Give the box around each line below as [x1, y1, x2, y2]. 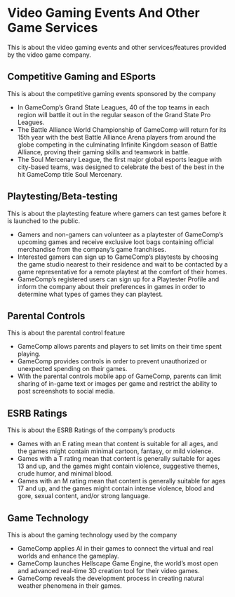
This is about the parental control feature [7, 328, 126, 337]
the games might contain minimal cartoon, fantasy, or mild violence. [17, 447, 214, 455]
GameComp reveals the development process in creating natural [17, 574, 205, 582]
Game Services [7, 20, 98, 36]
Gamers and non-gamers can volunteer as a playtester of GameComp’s [17, 230, 224, 239]
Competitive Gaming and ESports [7, 71, 156, 83]
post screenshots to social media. [17, 387, 115, 396]
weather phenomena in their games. [17, 582, 123, 590]
